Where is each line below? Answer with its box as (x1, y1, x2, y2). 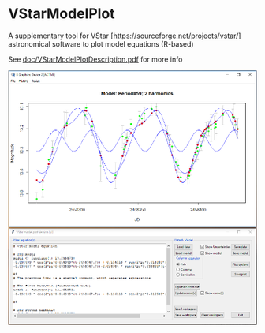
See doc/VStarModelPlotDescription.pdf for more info (8, 54, 183, 64)
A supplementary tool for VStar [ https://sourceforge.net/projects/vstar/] (8, 31, 241, 40)
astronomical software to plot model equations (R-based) (8, 39, 195, 48)
